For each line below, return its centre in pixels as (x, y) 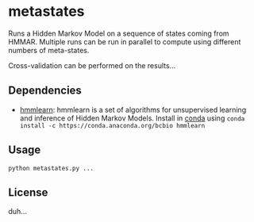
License (28, 192)
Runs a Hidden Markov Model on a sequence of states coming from (119, 33)
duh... (18, 212)
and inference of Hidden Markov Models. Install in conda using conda (132, 118)
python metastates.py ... (51, 168)
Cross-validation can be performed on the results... (92, 65)
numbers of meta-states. (49, 50)
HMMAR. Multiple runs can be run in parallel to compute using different (125, 41)
